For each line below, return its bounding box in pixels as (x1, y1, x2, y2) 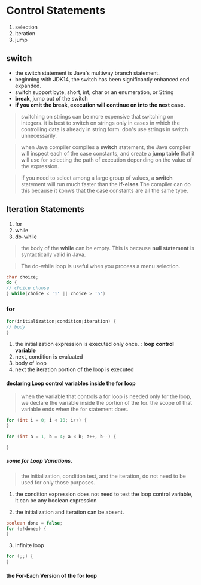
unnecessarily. (20, 132, 57, 139)
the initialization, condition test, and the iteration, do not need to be (20, 472, 187, 480)
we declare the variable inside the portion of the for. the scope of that (20, 399, 193, 407)
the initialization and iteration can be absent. (14, 508, 124, 516)
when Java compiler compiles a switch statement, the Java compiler (20, 143, 191, 150)
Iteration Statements (6, 204, 85, 214)
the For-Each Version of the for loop (6, 572, 98, 579)
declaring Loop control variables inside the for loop (6, 380, 136, 387)
